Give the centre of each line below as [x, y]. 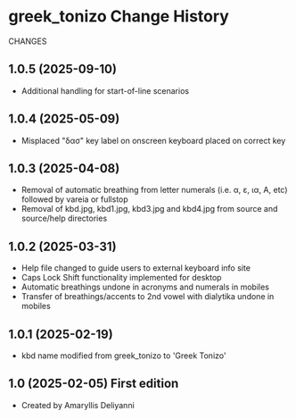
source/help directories [64, 218]
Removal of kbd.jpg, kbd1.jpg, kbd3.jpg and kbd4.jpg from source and [149, 209]
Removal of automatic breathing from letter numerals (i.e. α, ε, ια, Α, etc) [154, 190]
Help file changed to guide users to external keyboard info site [136, 268]
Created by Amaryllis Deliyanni [78, 405]
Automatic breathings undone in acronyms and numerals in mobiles [145, 287]
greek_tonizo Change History [119, 17]
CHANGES [28, 41]
